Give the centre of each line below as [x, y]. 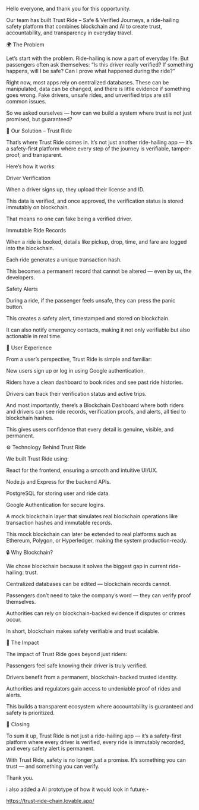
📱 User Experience [29, 348]
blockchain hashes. [30, 418]
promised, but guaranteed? [39, 119]
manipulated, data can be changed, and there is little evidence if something [98, 89]
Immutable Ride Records [36, 230]
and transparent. [42, 155]
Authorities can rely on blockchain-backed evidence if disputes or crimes [96, 613]
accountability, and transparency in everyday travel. [70, 33]
